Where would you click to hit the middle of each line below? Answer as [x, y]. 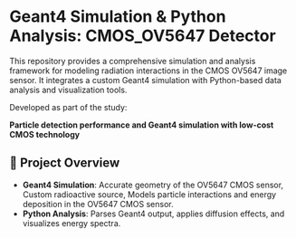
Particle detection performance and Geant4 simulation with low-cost [142, 125]
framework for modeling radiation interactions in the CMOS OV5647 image [148, 71]
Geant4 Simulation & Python [118, 17]
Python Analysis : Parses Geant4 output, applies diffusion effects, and [153, 214]
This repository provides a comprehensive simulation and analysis [133, 61]
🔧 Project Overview [65, 163]
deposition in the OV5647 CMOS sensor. [98, 204]
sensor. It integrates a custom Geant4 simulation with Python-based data [146, 80]
